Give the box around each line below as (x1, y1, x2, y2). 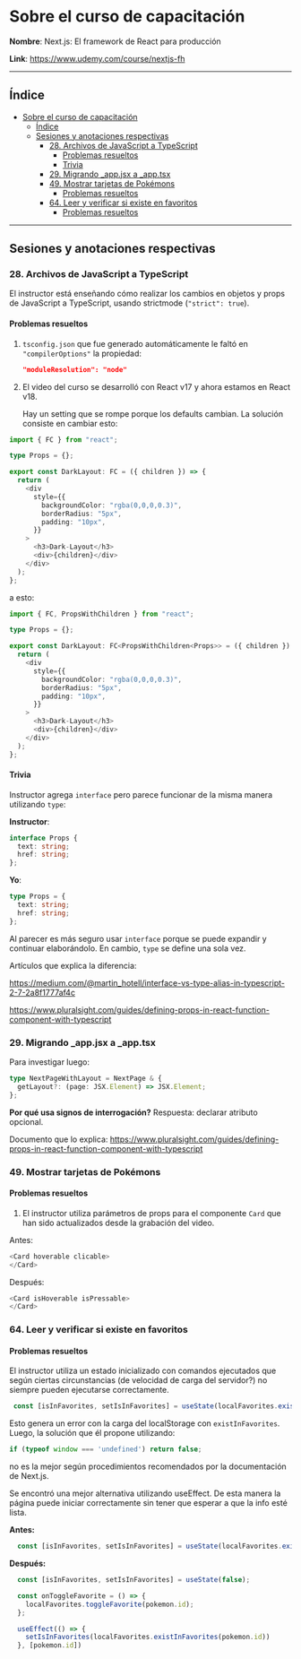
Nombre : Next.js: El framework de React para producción (9, 36, 221, 47)
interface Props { (9, 834, 78, 842)
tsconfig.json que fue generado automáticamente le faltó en (21, 338, 248, 349)
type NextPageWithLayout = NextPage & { (9, 1074, 163, 1084)
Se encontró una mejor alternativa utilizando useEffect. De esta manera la (9, 1488, 281, 1499)
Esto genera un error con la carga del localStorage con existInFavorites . (9, 1418, 280, 1429)
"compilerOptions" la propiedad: (21, 348, 142, 359)
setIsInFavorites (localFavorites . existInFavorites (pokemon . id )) (25, 1633, 271, 1642)
